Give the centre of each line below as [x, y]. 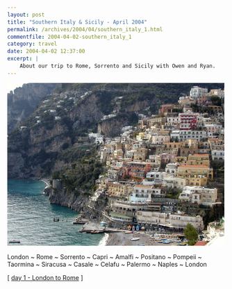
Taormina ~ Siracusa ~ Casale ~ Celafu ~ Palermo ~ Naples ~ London [107, 264]
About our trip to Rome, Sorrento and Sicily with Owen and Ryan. [118, 66]
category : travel [32, 44]
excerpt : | [23, 59]
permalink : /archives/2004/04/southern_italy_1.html [85, 29]
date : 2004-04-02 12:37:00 [46, 51]
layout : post [26, 15]
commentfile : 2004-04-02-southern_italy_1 [69, 37]
